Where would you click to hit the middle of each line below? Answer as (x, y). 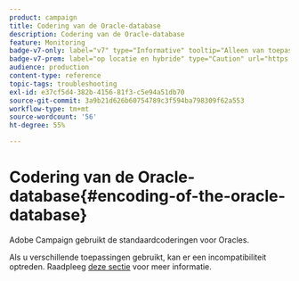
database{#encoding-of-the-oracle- (148, 196)
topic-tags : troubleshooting (63, 84)
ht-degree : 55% (37, 126)
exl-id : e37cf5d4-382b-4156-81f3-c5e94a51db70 (97, 92)
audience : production (49, 68)
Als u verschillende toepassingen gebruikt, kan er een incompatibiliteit (138, 257)
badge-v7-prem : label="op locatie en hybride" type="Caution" (127, 59)
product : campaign (43, 17)
